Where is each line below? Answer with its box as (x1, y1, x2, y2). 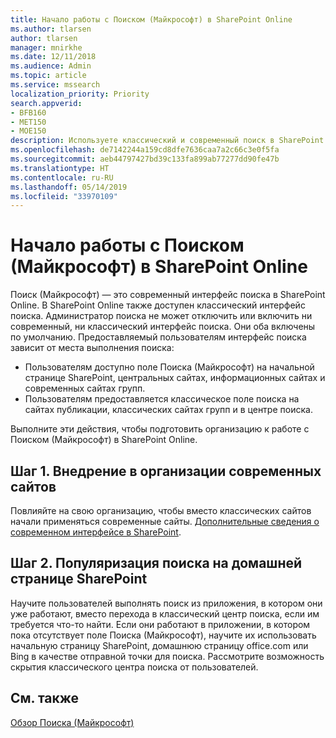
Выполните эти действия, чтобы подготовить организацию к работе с (10, 423, 310, 435)
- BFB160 (10, 107, 47, 118)
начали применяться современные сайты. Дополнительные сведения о (10, 516, 320, 527)
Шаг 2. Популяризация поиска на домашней (10, 555, 303, 572)
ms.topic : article (10, 71, 87, 81)
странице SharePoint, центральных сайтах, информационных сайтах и (24, 372, 326, 384)
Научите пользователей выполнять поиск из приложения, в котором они (10, 597, 323, 609)
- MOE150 (10, 126, 47, 136)
